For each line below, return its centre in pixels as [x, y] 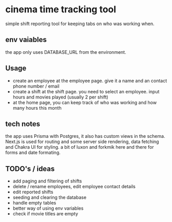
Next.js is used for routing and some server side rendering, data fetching [82, 142]
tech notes [23, 124]
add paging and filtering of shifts [47, 181]
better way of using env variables [48, 208]
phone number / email [36, 86]
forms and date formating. [33, 153]
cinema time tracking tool [61, 9]
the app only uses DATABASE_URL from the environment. [66, 52]
